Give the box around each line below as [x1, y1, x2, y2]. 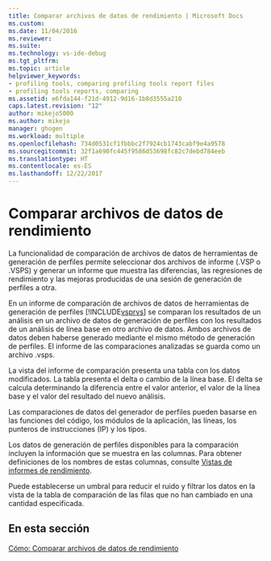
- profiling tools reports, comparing [8, 86, 139, 95]
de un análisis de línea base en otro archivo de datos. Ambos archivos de [8, 324, 252, 334]
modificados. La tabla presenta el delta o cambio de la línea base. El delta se [8, 373, 263, 384]
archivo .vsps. [8, 349, 55, 360]
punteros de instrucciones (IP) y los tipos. [8, 424, 148, 433]
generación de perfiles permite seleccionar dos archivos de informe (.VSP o [8, 256, 261, 267]
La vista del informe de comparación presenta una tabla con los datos [8, 365, 240, 375]
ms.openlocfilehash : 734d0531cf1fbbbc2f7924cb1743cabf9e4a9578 [8, 139, 226, 148]
